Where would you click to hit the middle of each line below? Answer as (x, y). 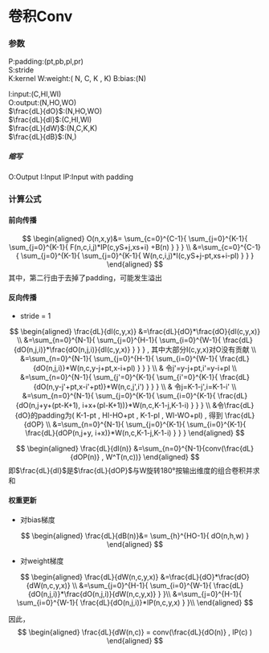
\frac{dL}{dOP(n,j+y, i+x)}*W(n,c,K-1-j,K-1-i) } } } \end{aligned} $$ (135, 433)
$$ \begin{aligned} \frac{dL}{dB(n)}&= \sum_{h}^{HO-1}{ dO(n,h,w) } (135, 536)
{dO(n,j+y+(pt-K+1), (48, 405)
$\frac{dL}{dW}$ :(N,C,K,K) (53, 129)
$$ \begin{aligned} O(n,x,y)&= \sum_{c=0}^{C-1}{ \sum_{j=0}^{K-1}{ (135, 239)
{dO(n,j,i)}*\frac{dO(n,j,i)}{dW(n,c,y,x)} (92, 594)
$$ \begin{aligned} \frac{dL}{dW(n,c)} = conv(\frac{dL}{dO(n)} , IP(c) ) (135, 632)
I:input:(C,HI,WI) (35, 94)
